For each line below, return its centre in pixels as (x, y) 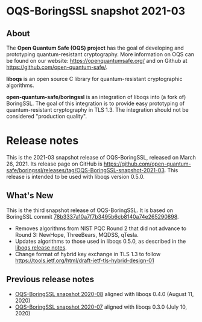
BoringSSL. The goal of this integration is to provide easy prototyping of (96, 103)
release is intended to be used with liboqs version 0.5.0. (75, 176)
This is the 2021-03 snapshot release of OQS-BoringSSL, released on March (101, 157)
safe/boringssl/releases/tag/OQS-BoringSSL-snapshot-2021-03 (85, 170)
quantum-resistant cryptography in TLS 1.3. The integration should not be (97, 110)
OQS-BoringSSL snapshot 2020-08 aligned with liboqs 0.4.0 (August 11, (104, 294)
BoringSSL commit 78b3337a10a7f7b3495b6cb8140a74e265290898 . (93, 216)
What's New (30, 195)
